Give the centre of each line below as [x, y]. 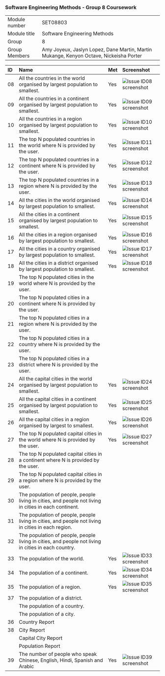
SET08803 [54, 23]
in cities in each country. [47, 547]
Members [19, 56]
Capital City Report [41, 638]
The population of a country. [52, 606]
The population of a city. [47, 614]
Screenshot [136, 70]
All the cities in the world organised [59, 200]
